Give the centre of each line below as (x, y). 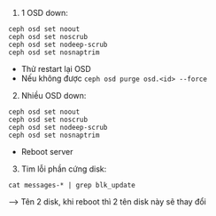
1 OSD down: (44, 13)
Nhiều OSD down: (54, 96)
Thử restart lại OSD (56, 69)
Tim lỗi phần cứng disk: (64, 169)
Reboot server (47, 152)
